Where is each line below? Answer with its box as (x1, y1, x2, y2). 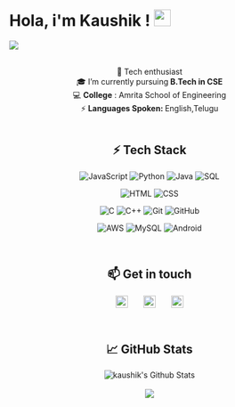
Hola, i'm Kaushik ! (9, 11, 151, 31)
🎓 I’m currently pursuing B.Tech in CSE (76, 76, 223, 86)
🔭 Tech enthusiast (117, 66, 182, 77)
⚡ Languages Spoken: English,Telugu (80, 102, 219, 113)
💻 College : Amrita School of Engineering (72, 89, 227, 100)
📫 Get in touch (107, 267, 192, 282)
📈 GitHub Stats (106, 341, 193, 356)
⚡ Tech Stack (112, 142, 187, 158)
